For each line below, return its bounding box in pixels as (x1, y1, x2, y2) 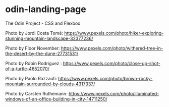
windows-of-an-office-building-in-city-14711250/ (5, 96, 107, 102)
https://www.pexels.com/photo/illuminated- (69, 90, 159, 96)
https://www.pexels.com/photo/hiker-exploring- (64, 30, 164, 36)
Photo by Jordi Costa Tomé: (5, 30, 64, 36)
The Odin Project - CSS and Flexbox (5, 20, 81, 26)
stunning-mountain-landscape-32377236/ (5, 35, 93, 41)
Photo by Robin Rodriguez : (5, 60, 62, 66)
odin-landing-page (5, 4, 87, 15)
